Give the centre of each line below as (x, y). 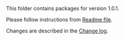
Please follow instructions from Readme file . (59, 19)
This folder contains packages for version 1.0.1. (63, 8)
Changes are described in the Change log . (57, 31)
